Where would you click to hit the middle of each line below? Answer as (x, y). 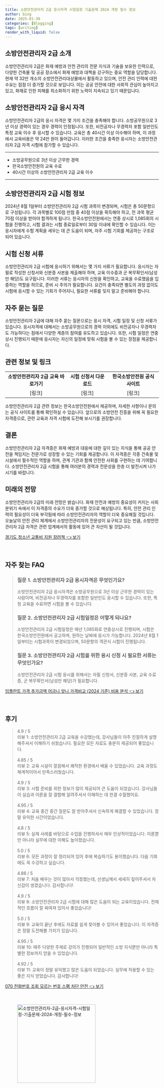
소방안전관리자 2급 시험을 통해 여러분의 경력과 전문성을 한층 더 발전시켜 (79, 466)
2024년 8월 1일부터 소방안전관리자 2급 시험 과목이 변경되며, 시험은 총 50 (74, 206)
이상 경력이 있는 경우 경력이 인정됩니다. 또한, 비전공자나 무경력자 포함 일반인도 (84, 126)
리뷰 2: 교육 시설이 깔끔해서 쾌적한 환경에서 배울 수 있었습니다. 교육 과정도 (87, 766)
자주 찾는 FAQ (25, 565)
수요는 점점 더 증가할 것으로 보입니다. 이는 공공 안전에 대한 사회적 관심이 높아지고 (82, 84)
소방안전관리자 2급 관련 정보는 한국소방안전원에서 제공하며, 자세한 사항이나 (76, 406)
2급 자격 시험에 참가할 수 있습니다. (47, 145)
